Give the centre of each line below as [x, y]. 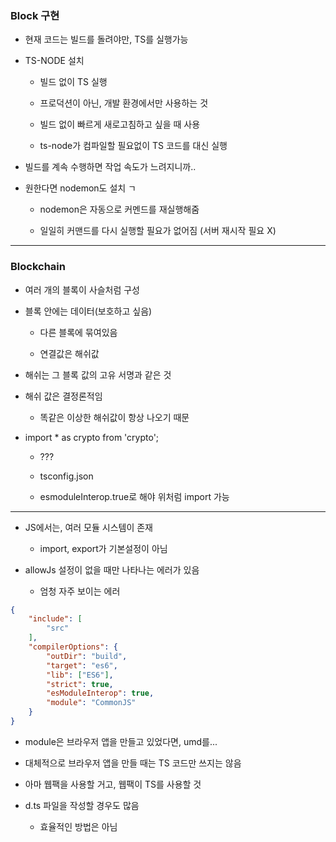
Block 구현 [35, 15]
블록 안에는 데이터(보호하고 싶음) [88, 311]
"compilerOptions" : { [73, 647]
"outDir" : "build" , [87, 656]
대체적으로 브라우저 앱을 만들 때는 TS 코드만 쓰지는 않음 [133, 763]
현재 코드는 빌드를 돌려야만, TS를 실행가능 [106, 39]
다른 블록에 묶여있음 [78, 332]
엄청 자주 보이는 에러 [80, 591]
